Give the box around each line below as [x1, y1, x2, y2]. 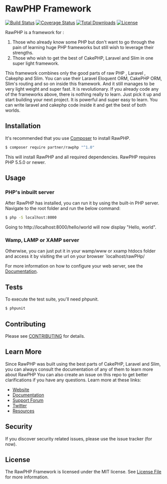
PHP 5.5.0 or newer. [5, 159, 46, 165]
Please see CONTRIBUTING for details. [5, 333, 86, 339]
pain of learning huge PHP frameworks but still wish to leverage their [12, 44, 154, 50]
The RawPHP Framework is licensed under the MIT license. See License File [5, 469, 162, 475]
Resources [12, 408, 35, 414]
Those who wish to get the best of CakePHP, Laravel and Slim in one [12, 55, 154, 61]
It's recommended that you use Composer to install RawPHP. [5, 135, 131, 141]
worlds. [5, 107, 21, 113]
